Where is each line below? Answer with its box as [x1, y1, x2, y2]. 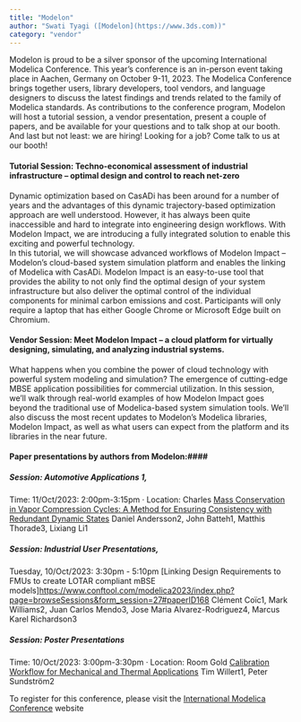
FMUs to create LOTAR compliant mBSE [9, 576, 156, 587]
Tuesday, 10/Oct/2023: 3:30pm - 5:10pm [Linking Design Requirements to [9, 566, 281, 577]
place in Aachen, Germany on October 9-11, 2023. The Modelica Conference [9, 74, 292, 84]
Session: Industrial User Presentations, [9, 544, 159, 554]
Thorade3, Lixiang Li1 [9, 523, 88, 534]
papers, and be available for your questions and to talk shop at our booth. [9, 121, 280, 132]
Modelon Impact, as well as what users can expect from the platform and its [9, 421, 289, 431]
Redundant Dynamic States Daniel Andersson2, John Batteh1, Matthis [9, 513, 266, 525]
